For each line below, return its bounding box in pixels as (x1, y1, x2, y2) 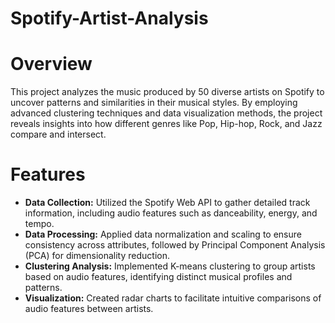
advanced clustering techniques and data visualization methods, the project (10, 107, 323, 119)
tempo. (24, 218, 55, 230)
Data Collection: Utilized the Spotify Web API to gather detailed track (24, 197, 311, 209)
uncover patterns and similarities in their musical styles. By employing (10, 97, 298, 109)
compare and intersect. (10, 128, 107, 141)
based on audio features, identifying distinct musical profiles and (24, 271, 293, 283)
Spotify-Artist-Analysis (10, 7, 209, 30)
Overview (10, 53, 93, 76)
